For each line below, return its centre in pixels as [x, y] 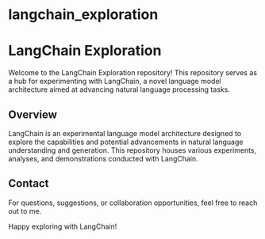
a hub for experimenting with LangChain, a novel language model [115, 82]
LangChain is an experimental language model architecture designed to [125, 133]
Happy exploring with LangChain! [63, 226]
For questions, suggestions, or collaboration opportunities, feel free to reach [133, 203]
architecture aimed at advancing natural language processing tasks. [119, 89]
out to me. [25, 211]
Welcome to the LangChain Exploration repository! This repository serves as [133, 73]
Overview [33, 114]
